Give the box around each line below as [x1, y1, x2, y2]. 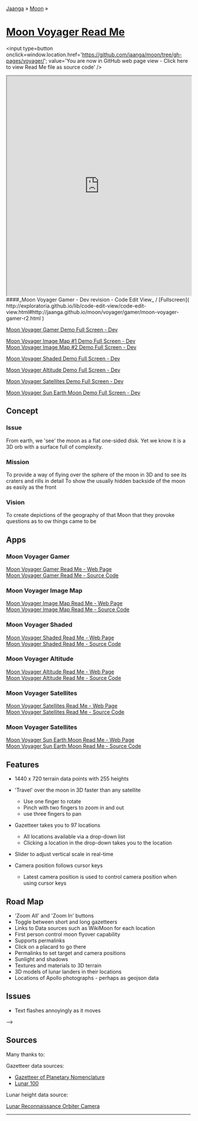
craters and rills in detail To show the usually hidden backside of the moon [6, 477, 186, 484]
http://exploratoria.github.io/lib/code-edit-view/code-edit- [6, 302, 146, 309]
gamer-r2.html [6, 315, 41, 322]
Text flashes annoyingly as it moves [14, 1007, 101, 1014]
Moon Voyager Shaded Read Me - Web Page [6, 634, 114, 641]
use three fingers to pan [23, 810, 82, 817]
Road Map [6, 897, 44, 907]
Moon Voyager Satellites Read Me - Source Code [6, 708, 125, 715]
